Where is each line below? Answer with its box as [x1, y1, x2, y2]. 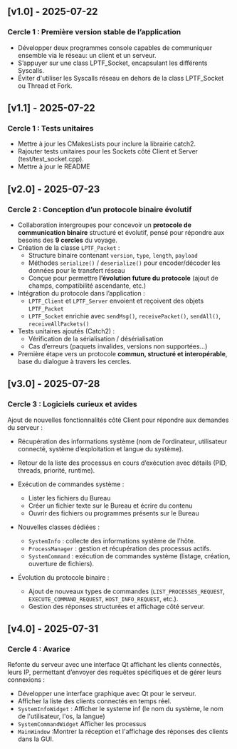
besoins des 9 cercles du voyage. [17, 236, 117, 245]
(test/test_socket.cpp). [17, 155, 84, 164]
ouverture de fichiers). [28, 559, 95, 568]
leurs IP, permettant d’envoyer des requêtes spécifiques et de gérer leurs [7, 668, 222, 677]
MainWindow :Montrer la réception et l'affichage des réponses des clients [17, 728, 229, 736]
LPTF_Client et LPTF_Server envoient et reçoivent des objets [28, 296, 204, 306]
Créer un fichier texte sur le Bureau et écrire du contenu [28, 501, 193, 510]
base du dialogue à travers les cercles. [17, 357, 132, 366]
